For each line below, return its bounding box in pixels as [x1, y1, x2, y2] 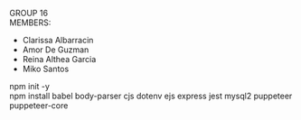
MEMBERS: [9, 17, 52, 28]
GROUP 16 [9, 8, 48, 18]
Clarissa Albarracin [22, 35, 94, 45]
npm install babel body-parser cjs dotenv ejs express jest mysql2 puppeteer [9, 90, 293, 101]
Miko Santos [22, 63, 70, 74]
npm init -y [9, 81, 50, 91]
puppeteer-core [9, 100, 69, 111]
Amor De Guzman [22, 44, 89, 55]
